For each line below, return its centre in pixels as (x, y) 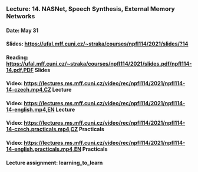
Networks (21, 16)
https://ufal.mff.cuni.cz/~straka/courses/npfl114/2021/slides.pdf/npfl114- (99, 63)
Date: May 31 (22, 30)
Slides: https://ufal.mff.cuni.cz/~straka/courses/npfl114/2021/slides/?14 (97, 44)
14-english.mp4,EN (30, 109)
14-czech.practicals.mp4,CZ (42, 129)
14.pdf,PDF (20, 70)
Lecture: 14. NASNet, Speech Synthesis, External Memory (90, 9)
